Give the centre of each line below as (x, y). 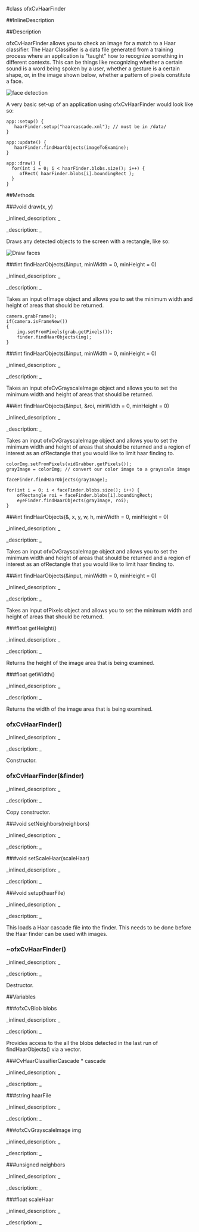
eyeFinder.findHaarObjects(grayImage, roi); (73, 500)
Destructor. (20, 985)
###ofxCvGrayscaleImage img (44, 1130)
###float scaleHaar (30, 1199)
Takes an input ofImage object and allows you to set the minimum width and (99, 299)
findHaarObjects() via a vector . (44, 1049)
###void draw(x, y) (30, 207)
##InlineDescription (30, 20)
